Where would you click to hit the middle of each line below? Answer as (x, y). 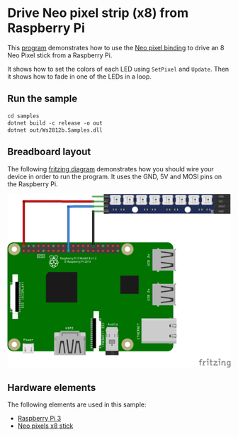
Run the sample (42, 99)
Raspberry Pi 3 (39, 419)
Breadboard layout (49, 152)
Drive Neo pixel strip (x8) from (98, 13)
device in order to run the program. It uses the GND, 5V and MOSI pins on (115, 176)
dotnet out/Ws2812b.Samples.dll (55, 130)
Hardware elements (52, 387)
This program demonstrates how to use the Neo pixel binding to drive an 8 (116, 47)
